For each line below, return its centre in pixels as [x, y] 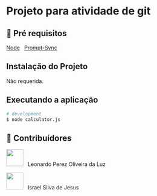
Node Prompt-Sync [32, 47]
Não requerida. [25, 81]
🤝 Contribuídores [39, 138]
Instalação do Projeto [47, 66]
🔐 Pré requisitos [37, 33]
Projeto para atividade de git [78, 11]
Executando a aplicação [52, 100]
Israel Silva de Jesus [53, 188]
